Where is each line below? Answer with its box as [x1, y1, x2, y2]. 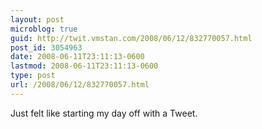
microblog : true [10, 24, 78, 34]
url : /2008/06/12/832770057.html [10, 80, 150, 90]
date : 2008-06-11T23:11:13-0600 [10, 52, 145, 62]
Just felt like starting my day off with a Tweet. [10, 107, 198, 119]
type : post [10, 71, 56, 81]
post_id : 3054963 [10, 42, 83, 53]
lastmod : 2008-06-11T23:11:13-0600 [10, 61, 159, 71]
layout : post [10, 14, 65, 25]
